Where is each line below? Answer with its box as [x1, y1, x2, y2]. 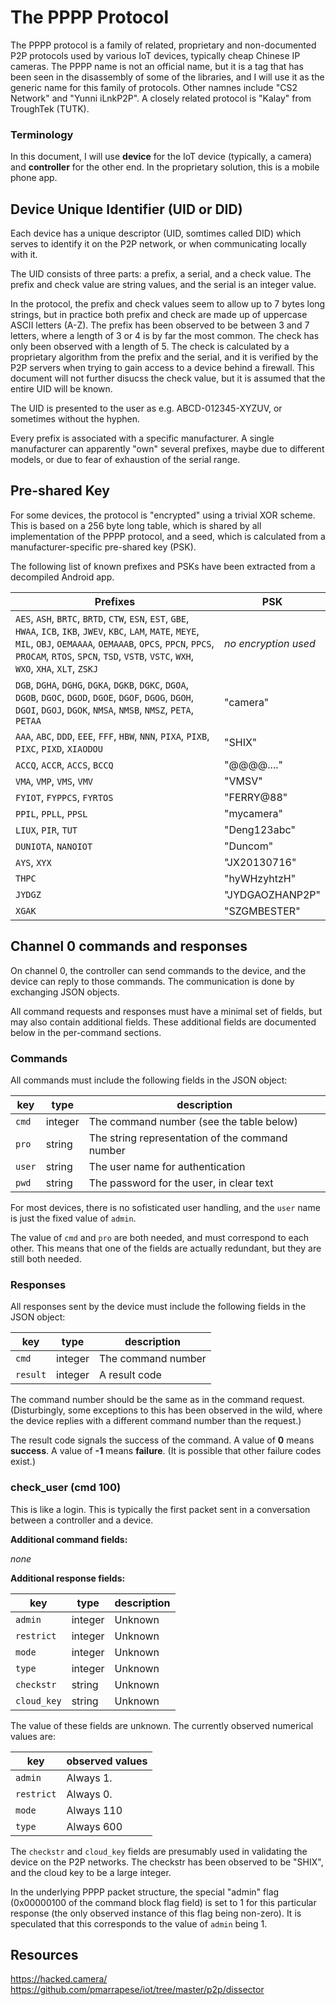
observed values [66, 1754, 148, 1768]
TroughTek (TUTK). [10, 102, 90, 115]
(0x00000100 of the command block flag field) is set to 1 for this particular [10, 1896, 317, 1908]
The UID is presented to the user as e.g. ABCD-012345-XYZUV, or [10, 402, 283, 415]
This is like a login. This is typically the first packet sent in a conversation [10, 1503, 311, 1515]
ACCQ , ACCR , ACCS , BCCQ [15, 757, 114, 771]
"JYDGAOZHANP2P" [224, 887, 321, 901]
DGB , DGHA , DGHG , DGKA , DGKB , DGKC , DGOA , [15, 677, 189, 691]
